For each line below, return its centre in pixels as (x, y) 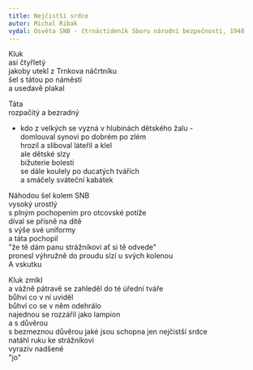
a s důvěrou (28, 323)
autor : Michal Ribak (43, 23)
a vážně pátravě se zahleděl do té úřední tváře (86, 289)
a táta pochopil (33, 239)
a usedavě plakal (36, 88)
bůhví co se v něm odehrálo (55, 306)
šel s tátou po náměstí (45, 80)
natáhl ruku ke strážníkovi (51, 340)
